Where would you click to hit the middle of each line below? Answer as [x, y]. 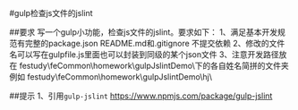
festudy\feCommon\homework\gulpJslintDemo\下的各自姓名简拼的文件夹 [154, 66]
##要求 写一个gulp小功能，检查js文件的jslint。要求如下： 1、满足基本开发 [144, 32]
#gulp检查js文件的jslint [51, 13]
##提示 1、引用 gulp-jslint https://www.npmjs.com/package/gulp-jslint [141, 96]
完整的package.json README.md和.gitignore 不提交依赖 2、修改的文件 [155, 43]
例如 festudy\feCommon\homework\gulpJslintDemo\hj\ [111, 77]
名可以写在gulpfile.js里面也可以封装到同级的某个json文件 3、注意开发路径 [144, 55]
